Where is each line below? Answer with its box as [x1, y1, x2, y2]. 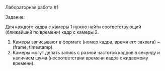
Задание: [5, 14, 25, 20]
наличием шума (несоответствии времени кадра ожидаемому [12, 55, 148, 61]
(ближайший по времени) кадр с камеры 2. [5, 29, 99, 35]
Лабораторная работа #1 [5, 5, 59, 10]
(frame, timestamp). [12, 44, 54, 50]
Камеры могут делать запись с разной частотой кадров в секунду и [12, 50, 160, 55]
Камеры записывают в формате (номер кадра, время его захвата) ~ [12, 39, 160, 45]
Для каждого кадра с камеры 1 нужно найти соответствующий [5, 24, 141, 30]
